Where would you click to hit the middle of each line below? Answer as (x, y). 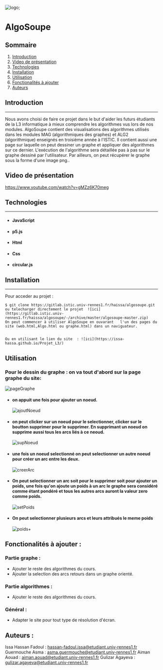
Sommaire (21, 45)
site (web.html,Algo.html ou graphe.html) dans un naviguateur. (71, 327)
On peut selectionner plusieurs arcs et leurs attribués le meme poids (82, 518)
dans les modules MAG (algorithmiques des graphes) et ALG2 (67, 134)
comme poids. (27, 496)
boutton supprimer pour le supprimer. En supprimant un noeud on (80, 426)
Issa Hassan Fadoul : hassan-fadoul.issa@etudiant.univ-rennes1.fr (71, 647)
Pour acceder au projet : (29, 296)
